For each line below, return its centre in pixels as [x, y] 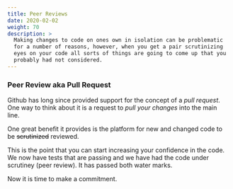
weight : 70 [23, 27]
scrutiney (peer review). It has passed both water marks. [90, 165]
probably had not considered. [58, 60]
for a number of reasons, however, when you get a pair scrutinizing [118, 47]
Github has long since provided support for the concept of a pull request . [114, 101]
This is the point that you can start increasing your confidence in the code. [116, 150]
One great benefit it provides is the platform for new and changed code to [115, 129]
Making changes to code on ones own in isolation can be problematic [118, 40]
